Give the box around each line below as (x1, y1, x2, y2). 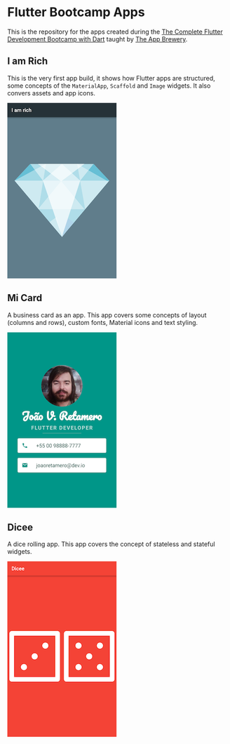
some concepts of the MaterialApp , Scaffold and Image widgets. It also (7, 81, 211, 90)
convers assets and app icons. (7, 88, 96, 97)
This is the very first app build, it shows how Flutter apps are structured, (7, 74, 215, 82)
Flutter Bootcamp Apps (7, 4, 145, 20)
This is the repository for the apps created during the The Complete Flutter (7, 27, 223, 36)
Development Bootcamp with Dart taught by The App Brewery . (7, 34, 188, 43)
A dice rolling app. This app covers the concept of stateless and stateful (7, 540, 215, 548)
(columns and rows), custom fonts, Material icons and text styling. (7, 318, 198, 326)
